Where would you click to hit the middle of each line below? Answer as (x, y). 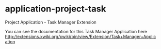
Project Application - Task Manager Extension (51, 22)
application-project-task (56, 9)
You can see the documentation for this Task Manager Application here (76, 31)
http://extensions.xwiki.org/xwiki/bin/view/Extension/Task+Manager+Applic (80, 37)
